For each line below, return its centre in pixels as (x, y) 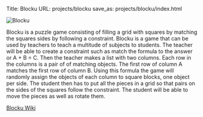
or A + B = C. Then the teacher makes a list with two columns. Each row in (99, 58)
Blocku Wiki (21, 108)
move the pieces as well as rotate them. (56, 96)
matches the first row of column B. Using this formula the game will (90, 71)
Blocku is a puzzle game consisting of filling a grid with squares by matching (102, 32)
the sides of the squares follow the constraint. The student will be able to (97, 90)
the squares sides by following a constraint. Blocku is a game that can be (98, 38)
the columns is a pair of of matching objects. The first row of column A (95, 64)
